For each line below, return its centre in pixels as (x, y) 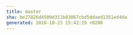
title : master (24, 12)
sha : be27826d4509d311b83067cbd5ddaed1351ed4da (67, 17)
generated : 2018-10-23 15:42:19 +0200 (55, 23)
